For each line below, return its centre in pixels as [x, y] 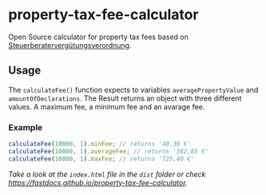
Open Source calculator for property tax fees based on [99, 37]
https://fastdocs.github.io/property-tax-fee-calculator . [98, 182]
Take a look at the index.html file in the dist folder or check [107, 174]
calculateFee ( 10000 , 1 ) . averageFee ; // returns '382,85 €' [109, 151]
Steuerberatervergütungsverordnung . [70, 45]
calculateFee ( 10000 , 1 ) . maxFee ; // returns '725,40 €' [101, 159]
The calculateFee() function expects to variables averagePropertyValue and [133, 90]
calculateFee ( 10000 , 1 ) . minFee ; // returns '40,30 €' [100, 144]
